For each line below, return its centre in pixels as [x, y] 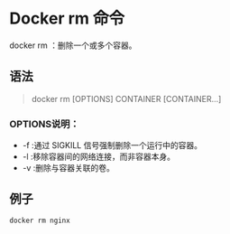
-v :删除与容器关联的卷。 [69, 168]
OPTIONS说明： [44, 124]
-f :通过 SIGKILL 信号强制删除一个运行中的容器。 [112, 145]
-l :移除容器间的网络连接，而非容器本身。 [99, 157]
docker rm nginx [40, 220]
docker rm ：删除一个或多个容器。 [73, 45]
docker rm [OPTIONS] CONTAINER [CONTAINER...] [126, 98]
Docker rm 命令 [67, 19]
